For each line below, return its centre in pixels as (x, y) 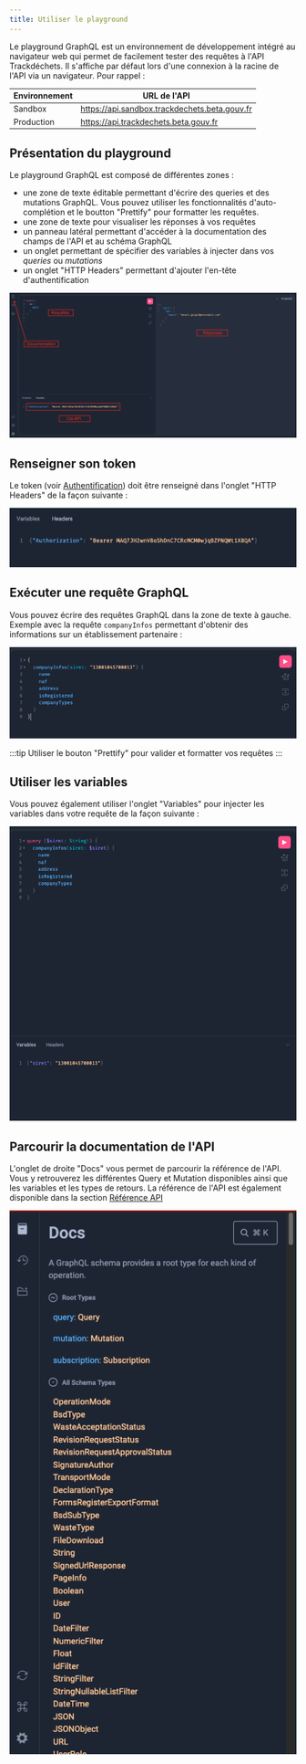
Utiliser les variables (69, 782)
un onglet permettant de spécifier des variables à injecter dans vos (148, 250)
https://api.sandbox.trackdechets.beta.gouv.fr (167, 109)
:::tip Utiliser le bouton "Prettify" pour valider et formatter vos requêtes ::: (146, 753)
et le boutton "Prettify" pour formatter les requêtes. (163, 212)
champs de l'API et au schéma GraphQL (97, 241)
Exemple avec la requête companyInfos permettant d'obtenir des (129, 625)
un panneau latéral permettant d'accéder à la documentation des (144, 231)
